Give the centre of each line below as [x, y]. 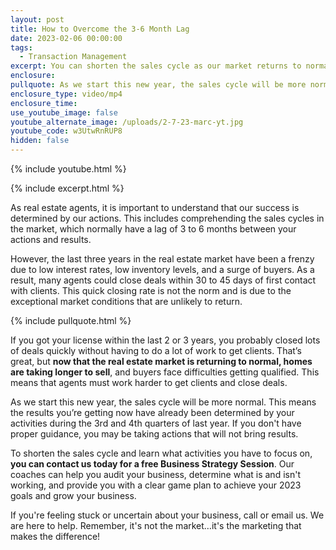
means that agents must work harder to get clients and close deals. [149, 382]
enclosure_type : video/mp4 [66, 94]
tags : [21, 47]
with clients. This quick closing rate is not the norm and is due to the [151, 290]
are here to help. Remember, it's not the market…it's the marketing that [156, 525]
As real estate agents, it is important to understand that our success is [155, 207]
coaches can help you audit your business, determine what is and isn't [155, 474]
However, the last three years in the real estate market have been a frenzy [162, 259]
